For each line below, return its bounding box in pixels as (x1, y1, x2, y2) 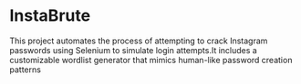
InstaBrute (9, 5, 91, 26)
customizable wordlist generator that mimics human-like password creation (9, 54, 293, 65)
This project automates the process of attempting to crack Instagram (9, 35, 268, 46)
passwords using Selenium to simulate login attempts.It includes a (9, 44, 257, 55)
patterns (9, 64, 41, 75)
